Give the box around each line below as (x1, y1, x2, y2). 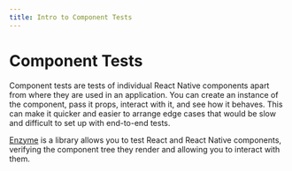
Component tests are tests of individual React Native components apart (9, 80, 270, 91)
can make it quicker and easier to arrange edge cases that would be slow (9, 108, 277, 119)
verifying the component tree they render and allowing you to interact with (9, 144, 280, 154)
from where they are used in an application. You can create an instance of (9, 89, 279, 100)
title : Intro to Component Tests (9, 12, 133, 22)
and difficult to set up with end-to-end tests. (9, 117, 171, 128)
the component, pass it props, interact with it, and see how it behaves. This (9, 99, 283, 109)
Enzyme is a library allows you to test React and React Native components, (9, 134, 281, 145)
